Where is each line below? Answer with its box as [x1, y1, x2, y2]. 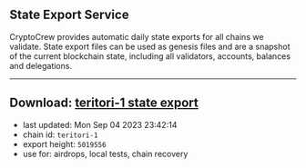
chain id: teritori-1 [22, 129, 98, 140]
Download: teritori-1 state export [9, 95, 199, 111]
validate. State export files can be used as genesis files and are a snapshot [9, 41, 291, 52]
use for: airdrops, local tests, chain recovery [22, 148, 189, 159]
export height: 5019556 [22, 138, 107, 149]
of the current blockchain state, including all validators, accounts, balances [9, 50, 291, 62]
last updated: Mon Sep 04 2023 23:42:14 [22, 119, 178, 130]
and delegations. [9, 60, 73, 71]
